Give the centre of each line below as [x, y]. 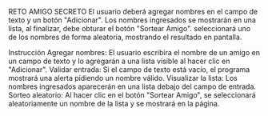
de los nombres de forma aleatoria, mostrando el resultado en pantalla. [125, 37]
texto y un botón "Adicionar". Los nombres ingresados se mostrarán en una [132, 20]
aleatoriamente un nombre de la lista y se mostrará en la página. [114, 104]
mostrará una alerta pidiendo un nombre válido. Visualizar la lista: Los [123, 78]
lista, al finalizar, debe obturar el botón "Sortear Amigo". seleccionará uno [130, 28]
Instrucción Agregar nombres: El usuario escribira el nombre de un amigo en [134, 52]
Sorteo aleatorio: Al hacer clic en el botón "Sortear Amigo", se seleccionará [132, 95]
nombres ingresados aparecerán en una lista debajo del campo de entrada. [132, 86]
